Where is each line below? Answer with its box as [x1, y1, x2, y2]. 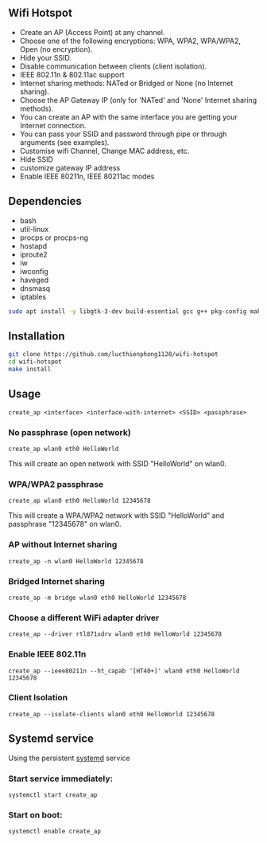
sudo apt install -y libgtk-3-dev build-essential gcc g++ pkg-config [8, 307, 247, 316]
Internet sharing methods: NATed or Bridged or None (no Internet [19, 78, 234, 88]
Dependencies [8, 194, 82, 208]
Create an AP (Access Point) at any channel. [19, 27, 165, 37]
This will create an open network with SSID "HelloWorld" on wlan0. [8, 459, 227, 469]
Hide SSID [19, 155, 54, 164]
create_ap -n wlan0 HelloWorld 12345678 [8, 557, 145, 565]
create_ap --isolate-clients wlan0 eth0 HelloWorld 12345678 [8, 710, 215, 718]
